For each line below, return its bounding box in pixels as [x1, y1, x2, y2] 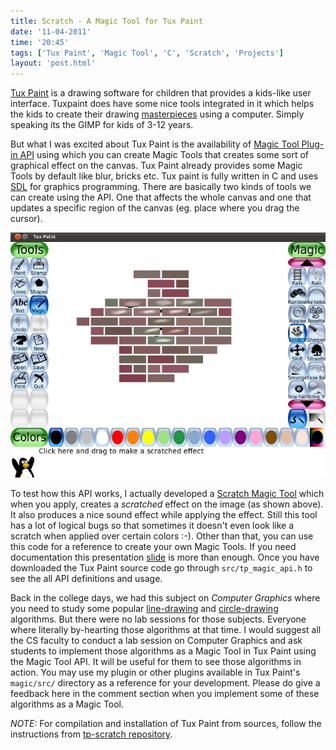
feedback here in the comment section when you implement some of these [10, 688, 320, 700]
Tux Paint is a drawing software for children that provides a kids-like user [10, 87, 312, 99]
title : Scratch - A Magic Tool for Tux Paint [10, 16, 203, 26]
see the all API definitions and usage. [10, 573, 163, 585]
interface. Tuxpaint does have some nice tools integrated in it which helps [10, 98, 315, 110]
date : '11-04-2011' [10, 26, 92, 37]
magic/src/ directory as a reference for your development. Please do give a [10, 677, 321, 689]
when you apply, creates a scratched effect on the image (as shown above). [10, 498, 324, 510]
